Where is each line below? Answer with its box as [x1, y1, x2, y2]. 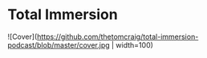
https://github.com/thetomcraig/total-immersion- [36, 32, 199, 41]
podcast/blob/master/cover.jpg [7, 40, 110, 49]
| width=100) [111, 40, 154, 49]
